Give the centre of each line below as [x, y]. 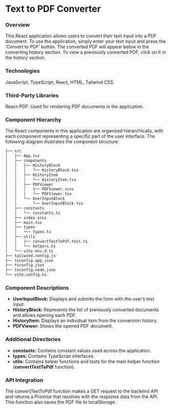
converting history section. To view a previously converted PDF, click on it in [86, 52]
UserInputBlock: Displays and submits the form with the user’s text [83, 299]
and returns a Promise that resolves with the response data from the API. [82, 396]
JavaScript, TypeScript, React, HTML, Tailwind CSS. [60, 82]
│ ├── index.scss [26, 218]
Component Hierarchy [33, 120]
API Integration [24, 380]
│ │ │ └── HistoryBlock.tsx [42, 170]
